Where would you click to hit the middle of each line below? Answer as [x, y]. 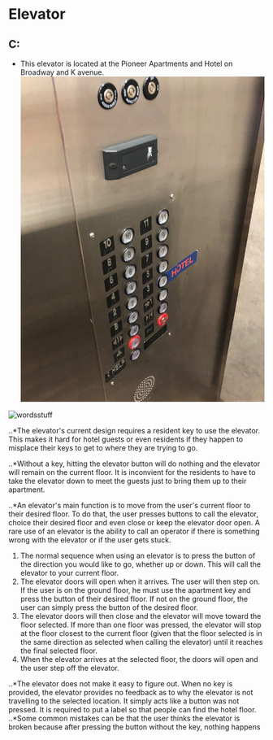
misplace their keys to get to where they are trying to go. [103, 447]
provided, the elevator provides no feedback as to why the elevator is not [131, 692]
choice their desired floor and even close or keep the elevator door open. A [134, 522]
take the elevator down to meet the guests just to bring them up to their [128, 481]
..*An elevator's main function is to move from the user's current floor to [130, 505]
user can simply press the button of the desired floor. [109, 607]
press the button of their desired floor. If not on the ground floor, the [134, 599]
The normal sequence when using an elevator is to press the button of [138, 555]
